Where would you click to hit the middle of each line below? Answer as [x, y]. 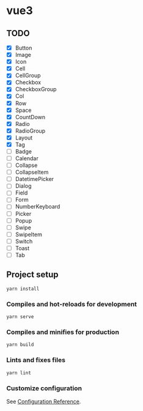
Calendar [27, 158]
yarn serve [20, 317]
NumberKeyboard [38, 207]
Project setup [33, 275]
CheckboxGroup [36, 89]
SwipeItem [29, 234]
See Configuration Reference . [44, 401]
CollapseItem [32, 172]
